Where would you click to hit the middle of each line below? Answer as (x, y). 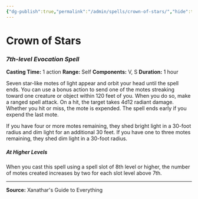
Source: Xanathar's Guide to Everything (55, 190)
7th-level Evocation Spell (43, 59)
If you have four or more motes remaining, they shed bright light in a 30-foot (99, 126)
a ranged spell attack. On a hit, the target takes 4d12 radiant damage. (90, 102)
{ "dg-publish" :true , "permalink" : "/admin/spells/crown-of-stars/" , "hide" (97, 11)
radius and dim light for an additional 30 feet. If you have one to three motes (98, 132)
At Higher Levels (27, 152)
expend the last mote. (32, 115)
